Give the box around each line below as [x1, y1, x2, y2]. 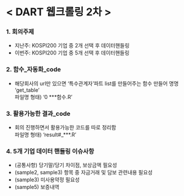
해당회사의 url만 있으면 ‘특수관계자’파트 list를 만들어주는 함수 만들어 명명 [14, 80, 179, 87]
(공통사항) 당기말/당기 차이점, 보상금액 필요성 [14, 161, 117, 169]
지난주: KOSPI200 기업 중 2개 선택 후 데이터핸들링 [14, 42, 130, 49]
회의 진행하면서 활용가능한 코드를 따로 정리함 [14, 124, 117, 131]
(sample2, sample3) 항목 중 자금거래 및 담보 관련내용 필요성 [14, 169, 153, 176]
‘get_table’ [14, 86, 40, 94]
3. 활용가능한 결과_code [6, 109, 71, 118]
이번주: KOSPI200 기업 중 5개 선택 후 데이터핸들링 [14, 49, 130, 56]
